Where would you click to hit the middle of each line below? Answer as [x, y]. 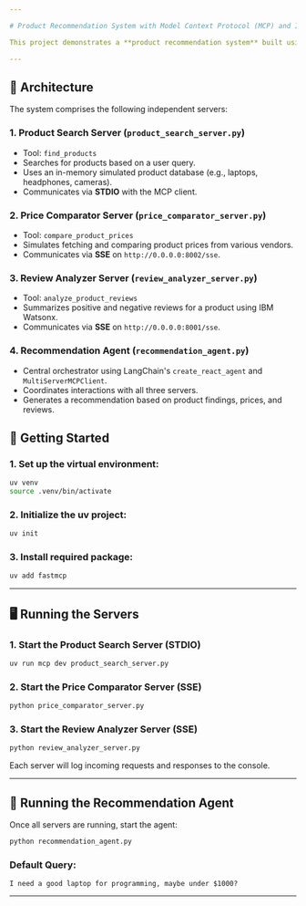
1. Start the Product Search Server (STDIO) [105, 644]
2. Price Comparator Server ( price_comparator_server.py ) [138, 215]
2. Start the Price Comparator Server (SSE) [106, 687]
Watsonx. [40, 318]
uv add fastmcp [38, 576]
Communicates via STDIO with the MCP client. [110, 192]
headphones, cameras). [67, 182]
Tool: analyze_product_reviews [80, 298]
